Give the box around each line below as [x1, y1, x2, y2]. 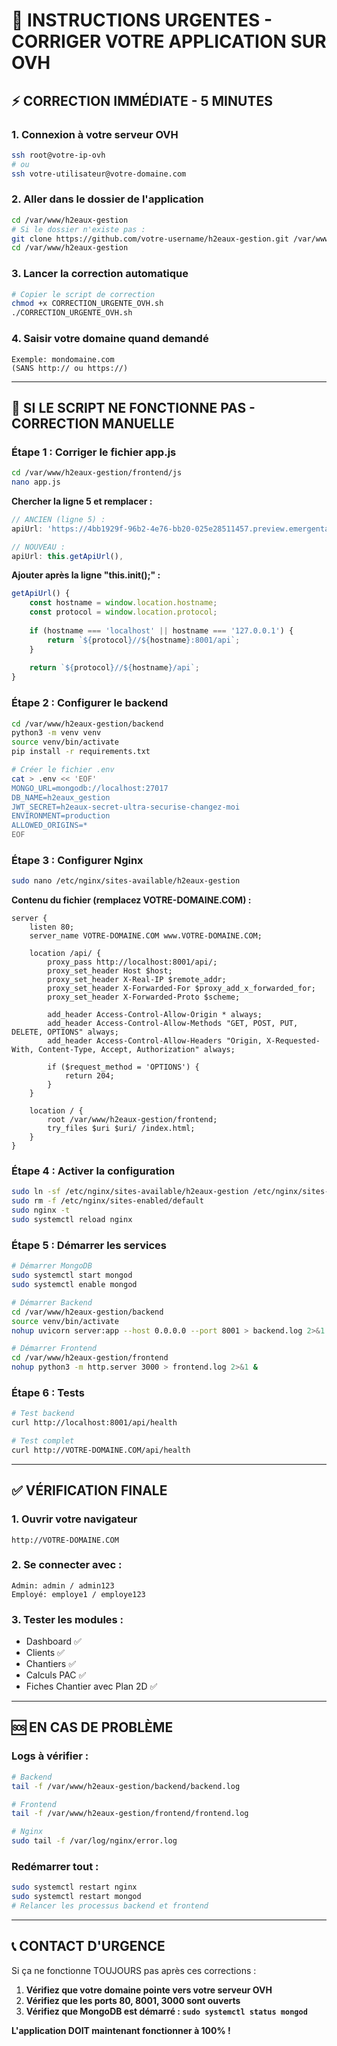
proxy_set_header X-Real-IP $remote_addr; [47, 975, 227, 985]
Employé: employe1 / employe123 [11, 1589, 146, 1599]
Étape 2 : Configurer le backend [11, 696, 169, 710]
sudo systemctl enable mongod [11, 1280, 138, 1290]
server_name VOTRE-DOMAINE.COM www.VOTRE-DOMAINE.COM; [29, 931, 263, 941]
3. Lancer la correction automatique [11, 267, 189, 281]
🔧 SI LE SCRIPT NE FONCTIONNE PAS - [11, 399, 256, 416]
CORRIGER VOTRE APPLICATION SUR [11, 30, 327, 53]
